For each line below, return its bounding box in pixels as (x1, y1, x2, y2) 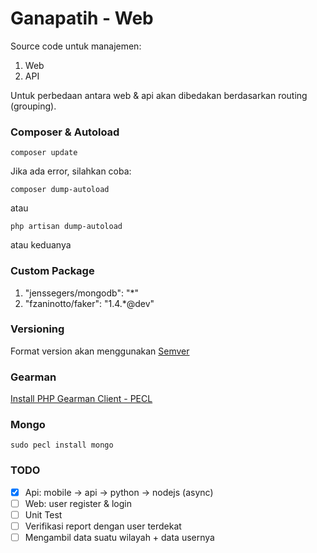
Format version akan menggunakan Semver (10, 345, 190, 357)
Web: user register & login (24, 497, 132, 509)
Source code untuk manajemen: (10, 40, 142, 52)
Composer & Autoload (10, 125, 120, 139)
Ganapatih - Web (10, 7, 154, 30)
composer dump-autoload (10, 185, 110, 195)
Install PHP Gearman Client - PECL (10, 393, 153, 405)
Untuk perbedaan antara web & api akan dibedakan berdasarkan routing (10, 89, 308, 101)
